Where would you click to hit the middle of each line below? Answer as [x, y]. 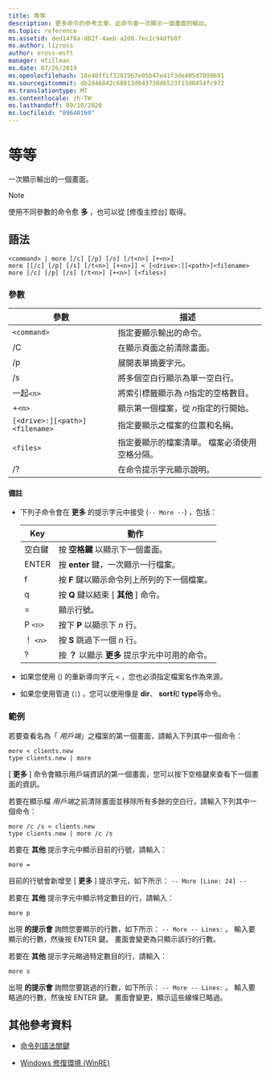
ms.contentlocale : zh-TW [50, 98]
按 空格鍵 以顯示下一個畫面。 [113, 550]
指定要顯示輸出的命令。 [162, 333]
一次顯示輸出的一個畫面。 [51, 179]
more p [19, 913]
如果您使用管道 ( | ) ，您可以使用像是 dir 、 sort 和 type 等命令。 [123, 694]
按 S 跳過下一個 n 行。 [100, 640]
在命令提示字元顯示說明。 [166, 470]
